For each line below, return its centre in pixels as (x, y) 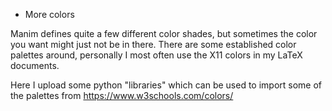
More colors (49, 14)
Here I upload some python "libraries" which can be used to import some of (166, 85)
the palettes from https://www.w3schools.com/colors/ (122, 95)
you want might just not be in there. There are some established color (153, 44)
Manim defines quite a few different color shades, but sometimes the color (164, 33)
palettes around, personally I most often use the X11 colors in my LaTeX (156, 55)
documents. (35, 65)
